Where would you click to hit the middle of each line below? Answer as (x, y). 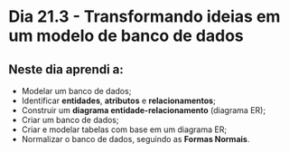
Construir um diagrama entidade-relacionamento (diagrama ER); (144, 110)
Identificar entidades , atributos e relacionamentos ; (118, 100)
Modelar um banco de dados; (76, 91)
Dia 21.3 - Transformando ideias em (144, 17)
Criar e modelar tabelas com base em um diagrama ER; (124, 129)
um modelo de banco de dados (126, 36)
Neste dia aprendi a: (66, 69)
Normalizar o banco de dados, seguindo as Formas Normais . (135, 139)
